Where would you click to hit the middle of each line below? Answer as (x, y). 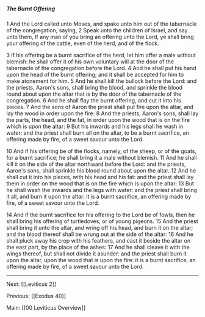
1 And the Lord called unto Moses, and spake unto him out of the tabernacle (102, 24)
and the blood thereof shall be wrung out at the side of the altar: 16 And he (100, 234)
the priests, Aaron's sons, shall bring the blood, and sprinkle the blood (95, 87)
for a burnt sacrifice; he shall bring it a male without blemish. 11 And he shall (102, 157)
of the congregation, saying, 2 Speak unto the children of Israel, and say (97, 30)
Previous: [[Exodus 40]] (36, 296)
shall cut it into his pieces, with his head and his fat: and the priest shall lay (100, 177)
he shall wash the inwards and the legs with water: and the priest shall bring (102, 190)
